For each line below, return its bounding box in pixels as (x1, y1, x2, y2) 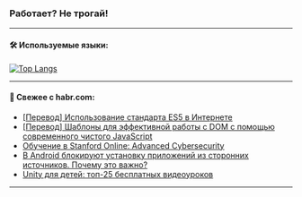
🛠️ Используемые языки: (9, 39, 109, 50)
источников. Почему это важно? (22, 159, 148, 170)
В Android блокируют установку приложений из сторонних (22, 150, 250, 160)
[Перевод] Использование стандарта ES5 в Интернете (22, 111, 233, 123)
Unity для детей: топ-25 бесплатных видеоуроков (22, 168, 214, 179)
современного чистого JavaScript (22, 131, 153, 141)
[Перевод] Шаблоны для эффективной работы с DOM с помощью (22, 121, 276, 132)
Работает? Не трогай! (9, 7, 109, 20)
